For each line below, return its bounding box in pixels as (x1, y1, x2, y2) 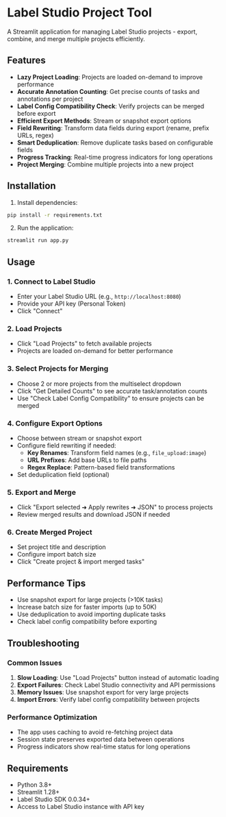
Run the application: (16, 224, 74, 232)
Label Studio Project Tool (7, 5, 152, 21)
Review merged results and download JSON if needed (16, 511, 170, 519)
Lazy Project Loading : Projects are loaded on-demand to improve (16, 73, 203, 81)
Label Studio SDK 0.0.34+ (16, 795, 90, 803)
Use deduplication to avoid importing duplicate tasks (16, 610, 166, 618)
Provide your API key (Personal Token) (16, 300, 126, 308)
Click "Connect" (16, 307, 63, 315)
